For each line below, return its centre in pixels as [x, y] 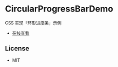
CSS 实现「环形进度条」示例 [33, 23]
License [17, 48]
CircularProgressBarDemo [59, 9]
